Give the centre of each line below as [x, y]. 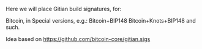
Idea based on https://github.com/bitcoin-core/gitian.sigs [78, 39]
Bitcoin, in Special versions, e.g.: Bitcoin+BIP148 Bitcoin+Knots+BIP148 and [101, 21]
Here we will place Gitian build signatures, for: [64, 9]
